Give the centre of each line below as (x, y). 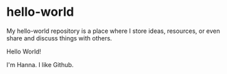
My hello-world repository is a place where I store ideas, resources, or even (113, 31)
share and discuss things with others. (59, 38)
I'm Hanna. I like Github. (40, 64)
